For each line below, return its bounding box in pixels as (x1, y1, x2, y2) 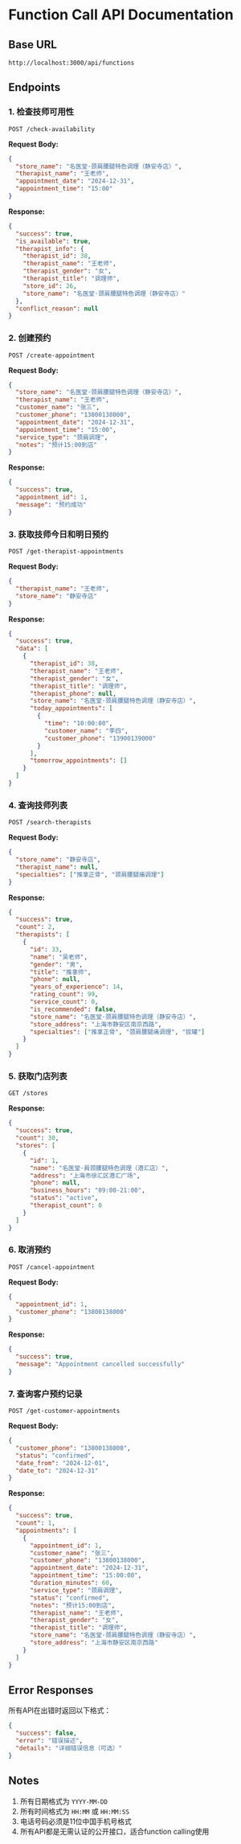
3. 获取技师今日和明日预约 (8, 528, 109, 540)
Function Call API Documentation (8, 6, 235, 24)
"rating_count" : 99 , (29, 991, 99, 999)
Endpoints (8, 80, 61, 94)
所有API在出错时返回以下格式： (8, 1706, 112, 1715)
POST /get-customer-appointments (8, 1407, 120, 1415)
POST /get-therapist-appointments (8, 548, 125, 556)
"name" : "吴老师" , (29, 953, 88, 961)
